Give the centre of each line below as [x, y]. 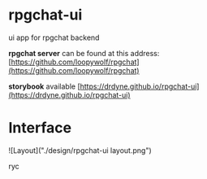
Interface [40, 128]
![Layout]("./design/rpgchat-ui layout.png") [80, 150]
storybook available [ [44, 86]
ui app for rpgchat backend [54, 37]
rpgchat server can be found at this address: [84, 53]
